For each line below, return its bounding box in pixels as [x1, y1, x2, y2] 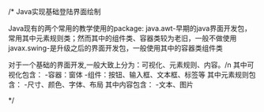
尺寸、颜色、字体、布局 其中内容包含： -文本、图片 [27, 80, 194, 89]
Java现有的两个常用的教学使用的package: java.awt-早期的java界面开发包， [8, 24, 251, 33]
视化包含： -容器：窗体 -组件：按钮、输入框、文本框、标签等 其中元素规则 [8, 70, 249, 79]
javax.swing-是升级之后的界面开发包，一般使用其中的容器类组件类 [8, 43, 223, 53]
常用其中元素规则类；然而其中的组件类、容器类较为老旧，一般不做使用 [8, 34, 237, 43]
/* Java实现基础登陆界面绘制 [8, 7, 101, 16]
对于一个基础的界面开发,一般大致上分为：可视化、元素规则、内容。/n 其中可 [8, 60, 255, 69]
